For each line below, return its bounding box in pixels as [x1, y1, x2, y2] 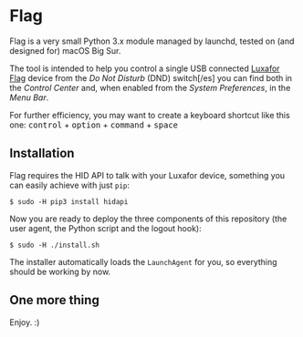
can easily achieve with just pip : [9, 179, 131, 190]
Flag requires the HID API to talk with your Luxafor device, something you [9, 169, 286, 180]
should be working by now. [9, 266, 111, 277]
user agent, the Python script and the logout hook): [9, 222, 203, 233]
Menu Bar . [9, 92, 49, 103]
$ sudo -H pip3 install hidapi [9, 197, 129, 206]
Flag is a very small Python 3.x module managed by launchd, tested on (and [9, 36, 295, 46]
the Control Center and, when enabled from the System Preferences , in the [9, 82, 291, 93]
